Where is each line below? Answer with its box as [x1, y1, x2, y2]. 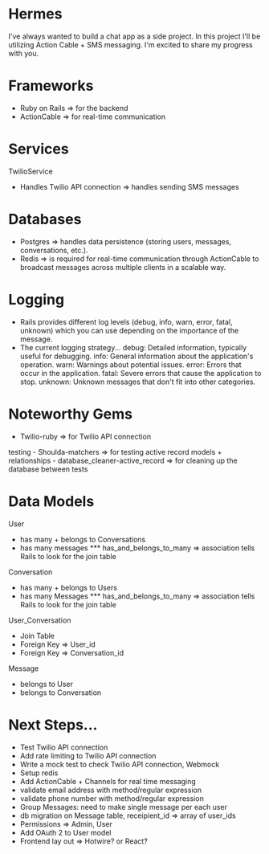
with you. [8, 48, 39, 58]
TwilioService [8, 166, 54, 176]
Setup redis [19, 768, 59, 778]
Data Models [8, 492, 95, 510]
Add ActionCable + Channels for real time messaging [19, 776, 197, 786]
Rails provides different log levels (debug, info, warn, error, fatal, [19, 317, 233, 326]
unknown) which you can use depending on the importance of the [19, 325, 239, 335]
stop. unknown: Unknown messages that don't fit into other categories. [19, 377, 255, 386]
